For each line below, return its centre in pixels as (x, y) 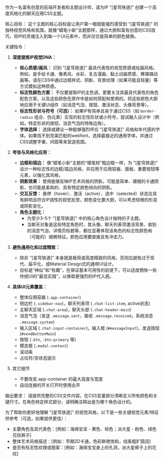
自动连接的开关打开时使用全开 (50, 385)
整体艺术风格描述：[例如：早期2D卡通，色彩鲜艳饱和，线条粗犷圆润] (82, 441)
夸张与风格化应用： (32, 152)
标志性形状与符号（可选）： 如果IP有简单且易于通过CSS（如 (79, 111)
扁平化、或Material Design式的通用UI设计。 (72, 264)
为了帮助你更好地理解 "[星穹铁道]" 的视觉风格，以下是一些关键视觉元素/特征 (82, 412)
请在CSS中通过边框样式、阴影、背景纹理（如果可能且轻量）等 (95, 80)
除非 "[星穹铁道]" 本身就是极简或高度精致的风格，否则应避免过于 (85, 258)
